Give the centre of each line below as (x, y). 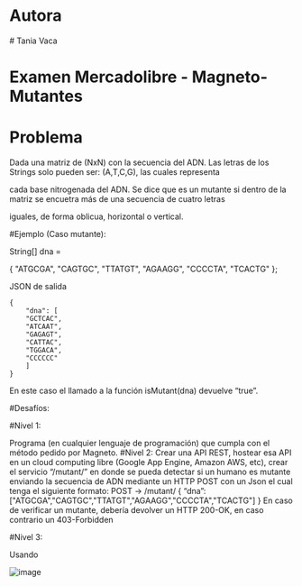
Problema (46, 137)
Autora (36, 16)
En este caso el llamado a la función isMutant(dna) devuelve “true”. (134, 391)
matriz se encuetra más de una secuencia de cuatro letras (117, 199)
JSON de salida (38, 287)
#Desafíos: (29, 408)
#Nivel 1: (25, 426)
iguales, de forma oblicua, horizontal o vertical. (96, 216)
